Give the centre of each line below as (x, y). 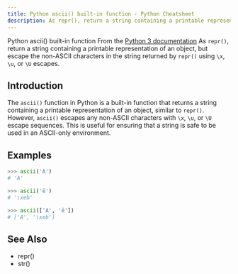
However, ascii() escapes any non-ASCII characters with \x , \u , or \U (110, 118)
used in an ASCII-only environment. (59, 133)
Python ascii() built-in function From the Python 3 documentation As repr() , (118, 40)
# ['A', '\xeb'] (31, 217)
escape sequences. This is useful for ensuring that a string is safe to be (112, 126)
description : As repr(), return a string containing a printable (106, 21)
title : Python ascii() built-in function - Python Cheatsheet (101, 14)
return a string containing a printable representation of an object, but (108, 48)
